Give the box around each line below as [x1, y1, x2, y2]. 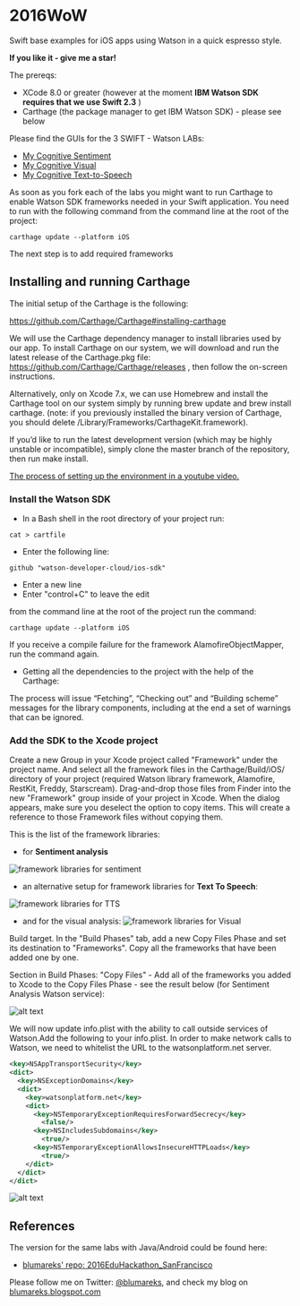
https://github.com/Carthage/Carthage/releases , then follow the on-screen [9, 361, 288, 372]
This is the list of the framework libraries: [9, 829, 160, 840]
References [9, 1218, 75, 1233]
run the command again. [9, 649, 100, 659]
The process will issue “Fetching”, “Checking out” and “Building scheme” [9, 693, 279, 704]
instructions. [9, 371, 56, 382]
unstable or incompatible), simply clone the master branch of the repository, [9, 443, 290, 454]
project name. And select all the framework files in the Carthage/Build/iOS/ [9, 764, 285, 775]
